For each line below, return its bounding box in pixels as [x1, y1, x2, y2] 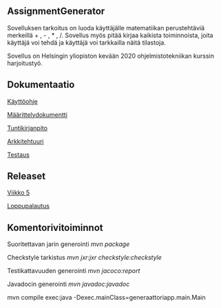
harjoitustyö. [7, 58, 43, 67]
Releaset [7, 170, 46, 182]
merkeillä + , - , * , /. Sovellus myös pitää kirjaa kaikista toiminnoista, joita [7, 31, 213, 39]
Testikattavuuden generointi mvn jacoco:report [7, 267, 140, 275]
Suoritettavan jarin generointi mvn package [7, 240, 130, 248]
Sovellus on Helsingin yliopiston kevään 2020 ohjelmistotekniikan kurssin [7, 52, 215, 60]
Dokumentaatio [7, 79, 75, 91]
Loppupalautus [7, 202, 50, 210]
